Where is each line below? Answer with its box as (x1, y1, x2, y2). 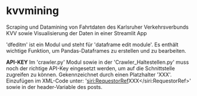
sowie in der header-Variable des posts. (6, 83, 103, 90)
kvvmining (6, 4, 59, 18)
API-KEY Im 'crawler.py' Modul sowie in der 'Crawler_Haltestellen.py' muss (6, 59, 189, 66)
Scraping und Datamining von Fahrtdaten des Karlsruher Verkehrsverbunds (6, 23, 189, 30)
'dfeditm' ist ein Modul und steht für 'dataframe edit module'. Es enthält (6, 41, 179, 48)
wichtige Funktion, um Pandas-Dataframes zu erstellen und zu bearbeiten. (6, 47, 186, 54)
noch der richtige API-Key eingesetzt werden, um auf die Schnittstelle (6, 64, 175, 71)
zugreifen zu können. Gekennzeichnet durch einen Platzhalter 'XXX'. (6, 71, 172, 78)
